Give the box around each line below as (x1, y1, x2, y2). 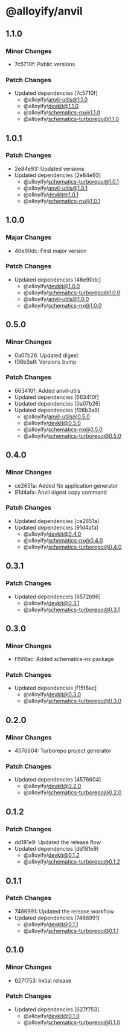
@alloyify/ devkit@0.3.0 (23, 691, 82, 698)
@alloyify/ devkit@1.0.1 (23, 190, 79, 198)
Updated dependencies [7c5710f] (14, 89, 98, 97)
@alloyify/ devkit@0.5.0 (23, 419, 81, 426)
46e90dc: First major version (14, 247, 87, 254)
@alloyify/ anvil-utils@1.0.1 (23, 184, 88, 192)
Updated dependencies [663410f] (14, 393, 99, 401)
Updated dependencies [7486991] (14, 914, 100, 921)
